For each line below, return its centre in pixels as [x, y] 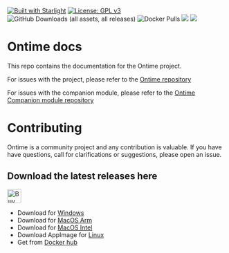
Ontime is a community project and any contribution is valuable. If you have [115, 147]
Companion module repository [51, 100]
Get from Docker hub [47, 242]
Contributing [45, 128]
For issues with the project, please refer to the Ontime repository [99, 79]
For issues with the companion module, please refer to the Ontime [101, 93]
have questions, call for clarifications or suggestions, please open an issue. [114, 154]
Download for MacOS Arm [54, 220]
